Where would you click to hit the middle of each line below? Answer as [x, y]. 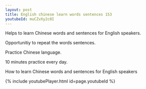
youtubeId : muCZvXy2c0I [30, 19]
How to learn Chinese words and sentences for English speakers [71, 72]
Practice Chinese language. [33, 52]
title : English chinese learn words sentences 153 [59, 14]
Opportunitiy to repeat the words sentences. [50, 43]
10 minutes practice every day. [36, 62]
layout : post [19, 10]
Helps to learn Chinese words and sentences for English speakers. [73, 33]
